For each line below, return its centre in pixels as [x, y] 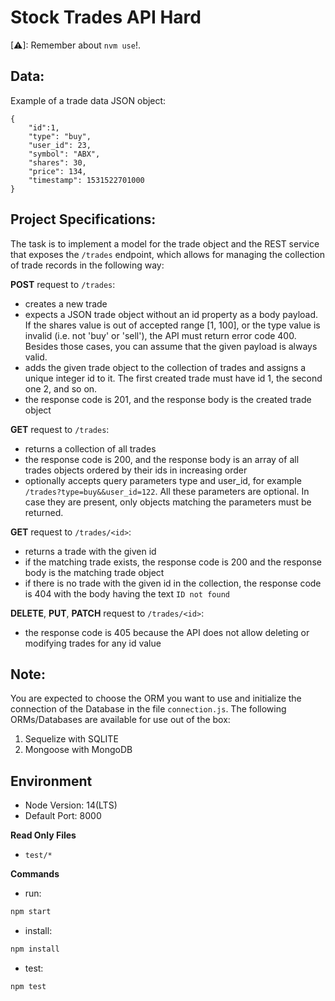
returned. [44, 512]
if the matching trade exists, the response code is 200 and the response [173, 562]
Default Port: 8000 [63, 816]
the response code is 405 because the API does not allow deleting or [167, 632]
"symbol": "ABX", [64, 154]
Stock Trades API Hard [106, 17]
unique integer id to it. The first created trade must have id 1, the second [173, 378]
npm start [31, 912]
